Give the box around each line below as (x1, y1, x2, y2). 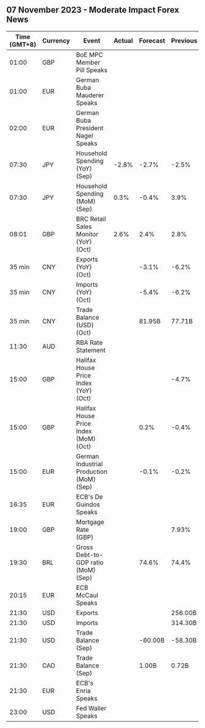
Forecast (139, 36, 166, 45)
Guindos (76, 500, 101, 509)
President (76, 123, 104, 132)
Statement (76, 346, 106, 354)
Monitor (76, 230, 99, 238)
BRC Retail (76, 214, 106, 223)
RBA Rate (76, 338, 103, 347)
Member (76, 58, 101, 67)
